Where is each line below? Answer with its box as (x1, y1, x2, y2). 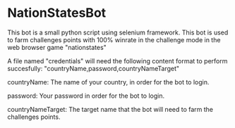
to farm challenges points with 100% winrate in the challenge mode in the (7, 35, 221, 44)
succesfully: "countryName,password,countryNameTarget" (7, 64, 180, 72)
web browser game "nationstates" (7, 43, 107, 51)
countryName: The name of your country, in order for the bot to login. (7, 77, 210, 86)
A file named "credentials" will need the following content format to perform (7, 56, 228, 65)
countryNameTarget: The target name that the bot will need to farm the (7, 105, 214, 113)
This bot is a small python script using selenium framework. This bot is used (7, 28, 229, 37)
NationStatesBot (7, 5, 107, 21)
